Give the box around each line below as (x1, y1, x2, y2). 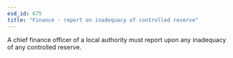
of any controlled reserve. (7, 43, 82, 51)
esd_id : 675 (7, 10, 42, 17)
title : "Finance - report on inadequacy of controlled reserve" (7, 17, 199, 23)
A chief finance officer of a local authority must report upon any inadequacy (7, 35, 227, 43)
